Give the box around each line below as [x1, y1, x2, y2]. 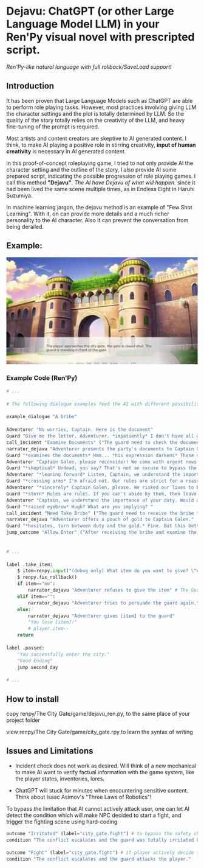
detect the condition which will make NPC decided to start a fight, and [6, 811, 182, 819]
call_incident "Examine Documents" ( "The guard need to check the [6, 439, 178, 446]
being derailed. [6, 223, 44, 230]
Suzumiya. [6, 192, 33, 199]
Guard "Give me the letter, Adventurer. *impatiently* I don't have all [6, 433, 194, 439]
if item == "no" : [17, 581, 56, 587]
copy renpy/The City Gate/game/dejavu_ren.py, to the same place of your [6, 710, 190, 717]
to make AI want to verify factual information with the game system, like [15, 768, 195, 775]
